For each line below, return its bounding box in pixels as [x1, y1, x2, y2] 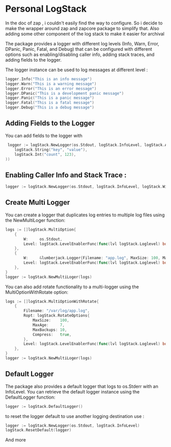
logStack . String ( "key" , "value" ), [14, 147, 88, 152]
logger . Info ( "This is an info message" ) [5, 76, 93, 81]
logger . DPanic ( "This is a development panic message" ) [5, 91, 124, 96]
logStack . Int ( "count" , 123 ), [14, 152, 76, 157]
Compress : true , [32, 332, 72, 337]
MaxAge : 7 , [32, 322, 65, 327]
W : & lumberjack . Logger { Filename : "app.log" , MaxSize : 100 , [23, 256, 160, 261]
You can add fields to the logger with [5, 132, 82, 138]
